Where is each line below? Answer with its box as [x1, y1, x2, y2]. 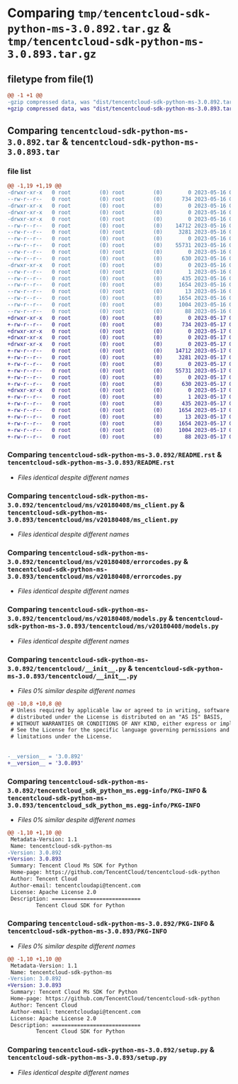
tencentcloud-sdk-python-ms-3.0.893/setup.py [7, 1053, 168, 1062]
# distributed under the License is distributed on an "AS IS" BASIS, [10, 713, 223, 721]
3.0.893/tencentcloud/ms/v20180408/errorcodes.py [7, 573, 182, 580]
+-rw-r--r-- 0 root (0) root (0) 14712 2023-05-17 [7, 348, 227, 355]
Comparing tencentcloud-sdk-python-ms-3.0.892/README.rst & [7, 450, 222, 460]
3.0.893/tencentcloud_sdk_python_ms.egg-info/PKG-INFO [7, 801, 200, 809]
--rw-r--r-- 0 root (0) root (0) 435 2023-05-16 [7, 275, 227, 282]
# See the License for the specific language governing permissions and [10, 726, 230, 734]
